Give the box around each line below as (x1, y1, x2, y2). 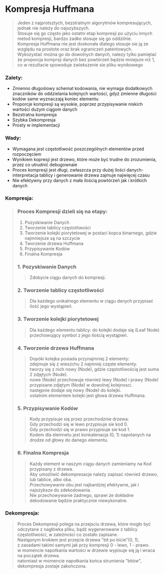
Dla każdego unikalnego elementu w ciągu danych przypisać (29, 298, 154, 304)
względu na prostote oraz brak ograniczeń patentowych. (17, 46, 132, 52)
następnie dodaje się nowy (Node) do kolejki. (29, 387, 122, 393)
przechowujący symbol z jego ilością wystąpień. (29, 332, 128, 338)
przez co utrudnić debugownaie (12, 162, 78, 168)
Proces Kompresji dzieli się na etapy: (17, 208, 108, 215)
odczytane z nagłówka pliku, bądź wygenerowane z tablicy (17, 526, 138, 532)
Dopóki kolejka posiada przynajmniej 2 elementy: (29, 355, 130, 361)
